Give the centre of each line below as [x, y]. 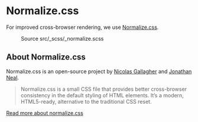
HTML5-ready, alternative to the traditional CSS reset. [86, 101]
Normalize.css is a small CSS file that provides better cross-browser [104, 89]
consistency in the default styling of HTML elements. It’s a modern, [102, 95]
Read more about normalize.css [45, 113]
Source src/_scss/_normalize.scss [62, 38]
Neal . [13, 77]
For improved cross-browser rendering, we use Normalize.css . [82, 27]
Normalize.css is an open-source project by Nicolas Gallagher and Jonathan [99, 71]
